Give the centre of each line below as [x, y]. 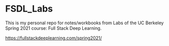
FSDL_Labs [29, 9]
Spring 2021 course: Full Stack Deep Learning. [53, 28]
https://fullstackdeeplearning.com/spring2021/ [54, 38]
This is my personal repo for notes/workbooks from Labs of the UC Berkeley [84, 23]
